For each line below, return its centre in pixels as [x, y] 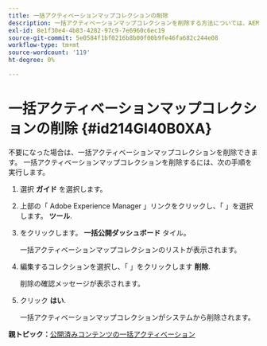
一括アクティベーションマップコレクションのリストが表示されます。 [130, 249]
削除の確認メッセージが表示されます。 [82, 283]
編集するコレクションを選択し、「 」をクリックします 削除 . [115, 266]
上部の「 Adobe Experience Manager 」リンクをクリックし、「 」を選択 [136, 206]
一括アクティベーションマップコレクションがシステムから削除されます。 [137, 317]
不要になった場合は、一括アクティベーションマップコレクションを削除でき [130, 152]
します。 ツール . [46, 216]
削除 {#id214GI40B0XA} [131, 129]
